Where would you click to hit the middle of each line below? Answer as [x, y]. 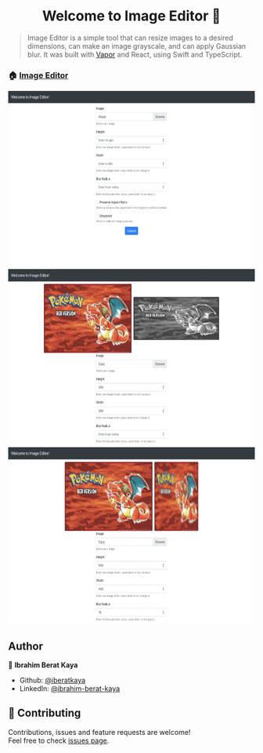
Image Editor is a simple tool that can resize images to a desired [130, 38]
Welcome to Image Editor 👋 [131, 16]
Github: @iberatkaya [52, 680]
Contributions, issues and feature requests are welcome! [99, 732]
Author [25, 646]
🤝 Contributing [45, 713]
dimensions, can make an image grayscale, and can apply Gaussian [137, 46]
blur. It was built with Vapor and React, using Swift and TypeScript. [135, 54]
